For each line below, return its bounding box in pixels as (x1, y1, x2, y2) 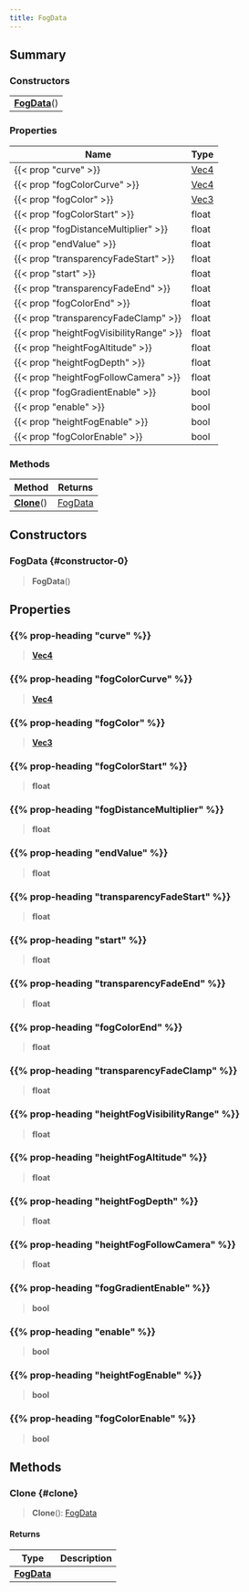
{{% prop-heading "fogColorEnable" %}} (9, 1412, 196, 1425)
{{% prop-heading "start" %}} (9, 933, 148, 946)
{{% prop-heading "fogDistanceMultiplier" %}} (9, 804, 225, 817)
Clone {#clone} (9, 1486, 79, 1499)
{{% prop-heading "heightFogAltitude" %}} (9, 1151, 208, 1164)
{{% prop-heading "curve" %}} (9, 629, 152, 641)
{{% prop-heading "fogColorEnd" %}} (9, 1021, 183, 1034)
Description (59, 1552, 112, 1565)
